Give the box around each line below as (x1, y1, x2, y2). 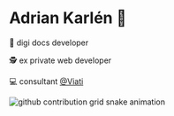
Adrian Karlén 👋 (9, 8, 127, 28)
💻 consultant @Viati (9, 75, 84, 87)
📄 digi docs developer (9, 37, 89, 48)
